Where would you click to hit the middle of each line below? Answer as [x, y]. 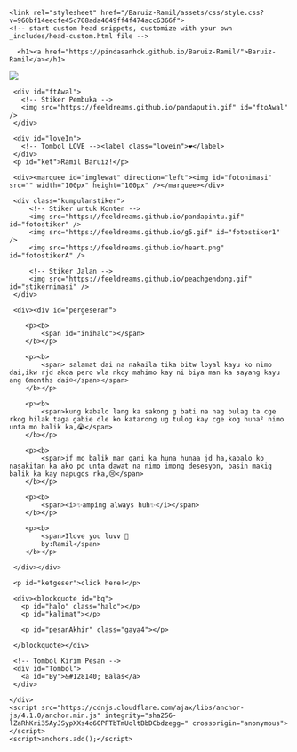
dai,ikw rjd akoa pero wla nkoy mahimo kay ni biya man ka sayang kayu [144, 372]
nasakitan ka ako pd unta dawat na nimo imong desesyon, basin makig [141, 466]
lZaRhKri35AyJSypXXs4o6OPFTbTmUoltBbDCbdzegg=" [99, 723]
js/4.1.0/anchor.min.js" [55, 715]
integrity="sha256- [140, 715]
